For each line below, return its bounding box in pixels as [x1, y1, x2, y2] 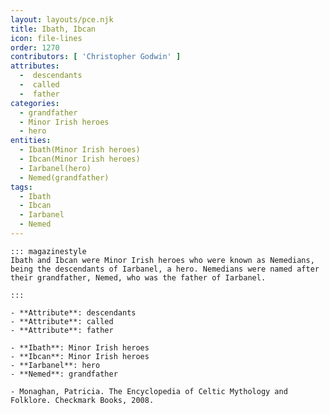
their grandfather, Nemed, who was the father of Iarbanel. [10, 272, 267, 283]
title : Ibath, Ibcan [10, 24, 97, 34]
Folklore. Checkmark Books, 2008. [10, 395, 155, 405]
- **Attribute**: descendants [10, 307, 137, 318]
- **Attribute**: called [10, 316, 114, 326]
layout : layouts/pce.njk [10, 14, 114, 25]
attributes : [10, 61, 60, 71]
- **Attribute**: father [10, 325, 114, 335]
